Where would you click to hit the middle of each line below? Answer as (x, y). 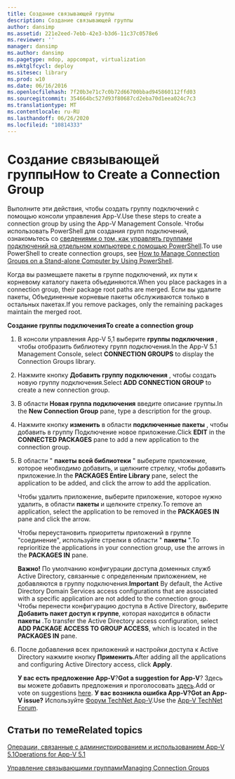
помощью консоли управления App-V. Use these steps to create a (105, 216)
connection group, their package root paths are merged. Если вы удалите (114, 289)
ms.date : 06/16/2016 (38, 86)
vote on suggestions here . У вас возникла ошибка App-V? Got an (114, 693)
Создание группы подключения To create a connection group (101, 326)
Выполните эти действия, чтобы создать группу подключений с (103, 209)
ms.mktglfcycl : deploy (40, 66)
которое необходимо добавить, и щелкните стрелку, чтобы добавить (121, 469)
